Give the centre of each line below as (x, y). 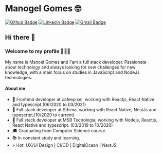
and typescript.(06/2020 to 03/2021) (49, 104)
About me (15, 88)
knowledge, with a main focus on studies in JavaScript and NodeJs (72, 72)
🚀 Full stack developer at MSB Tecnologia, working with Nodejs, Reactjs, (85, 120)
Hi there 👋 (20, 38)
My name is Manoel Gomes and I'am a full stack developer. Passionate (76, 62)
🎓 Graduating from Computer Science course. (59, 130)
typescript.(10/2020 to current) (43, 115)
